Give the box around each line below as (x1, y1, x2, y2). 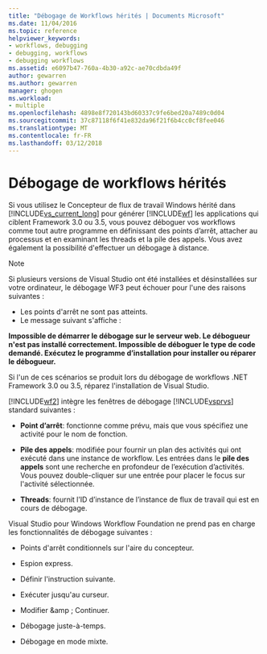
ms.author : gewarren (8, 79, 78, 87)
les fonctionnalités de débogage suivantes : (8, 528, 153, 537)
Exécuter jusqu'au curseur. (19, 590, 109, 600)
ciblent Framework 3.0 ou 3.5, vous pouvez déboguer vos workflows (8, 217, 236, 227)
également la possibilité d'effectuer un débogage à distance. (8, 243, 209, 253)
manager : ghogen (8, 86, 63, 95)
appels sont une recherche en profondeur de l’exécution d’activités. (19, 462, 245, 472)
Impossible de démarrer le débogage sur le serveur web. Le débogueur (8, 331, 251, 341)
